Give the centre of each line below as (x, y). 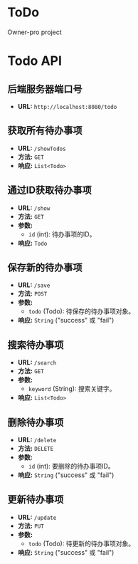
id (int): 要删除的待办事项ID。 (71, 466)
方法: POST (32, 293)
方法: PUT (31, 526)
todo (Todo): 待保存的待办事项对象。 (81, 311)
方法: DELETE (36, 448)
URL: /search (37, 362)
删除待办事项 (36, 422)
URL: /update (37, 517)
